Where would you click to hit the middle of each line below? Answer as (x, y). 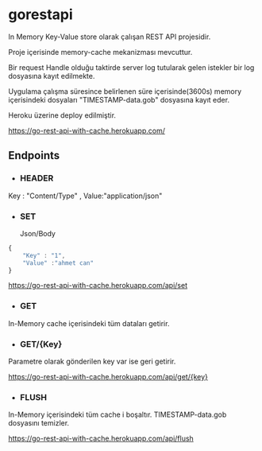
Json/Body (37, 233)
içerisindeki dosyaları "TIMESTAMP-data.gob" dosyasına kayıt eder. (119, 99)
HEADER (37, 178)
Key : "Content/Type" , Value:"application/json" (85, 196)
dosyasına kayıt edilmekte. (52, 76)
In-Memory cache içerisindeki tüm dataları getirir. (89, 323)
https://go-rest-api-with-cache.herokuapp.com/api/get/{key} (108, 377)
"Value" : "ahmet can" (58, 263)
